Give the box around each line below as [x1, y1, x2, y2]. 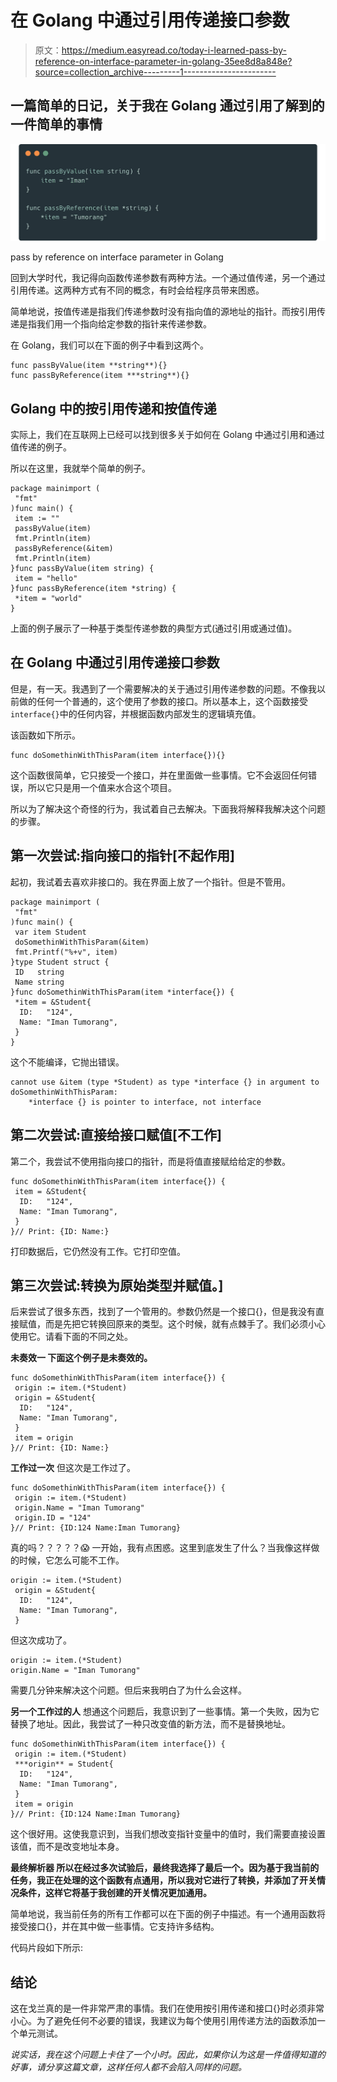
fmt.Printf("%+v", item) [14, 947, 118, 957]
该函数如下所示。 [10, 729, 81, 741]
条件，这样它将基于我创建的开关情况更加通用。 [18, 1887, 212, 1899]
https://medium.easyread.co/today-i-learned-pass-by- [61, 44, 287, 56]
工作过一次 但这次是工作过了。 [10, 1462, 136, 1474]
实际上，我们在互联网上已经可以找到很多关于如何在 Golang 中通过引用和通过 [10, 429, 325, 441]
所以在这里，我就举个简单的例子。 [10, 462, 151, 475]
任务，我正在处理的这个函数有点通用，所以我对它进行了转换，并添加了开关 [10, 1874, 317, 1886]
